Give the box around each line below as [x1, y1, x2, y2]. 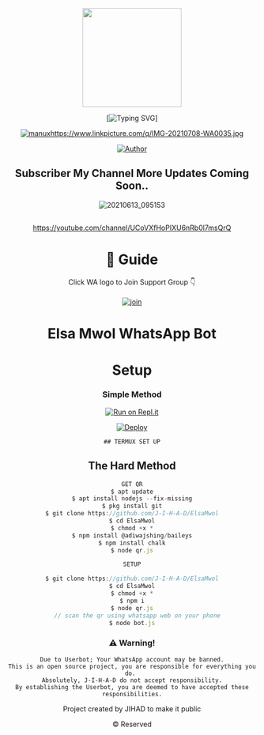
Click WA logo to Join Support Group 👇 [68, 277, 196, 287]
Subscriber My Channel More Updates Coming [14, 167, 250, 180]
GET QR [121, 480, 143, 488]
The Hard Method [88, 459, 176, 473]
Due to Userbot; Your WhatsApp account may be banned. [40, 655, 224, 663]
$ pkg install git [101, 502, 163, 511]
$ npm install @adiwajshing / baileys [71, 531, 193, 540]
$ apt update [111, 488, 153, 496]
